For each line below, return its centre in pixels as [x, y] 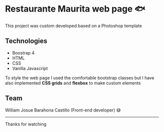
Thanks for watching [26, 124]
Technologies [26, 41]
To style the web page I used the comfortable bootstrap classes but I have [80, 77]
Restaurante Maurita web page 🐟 [75, 9]
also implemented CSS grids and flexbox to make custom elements [73, 83]
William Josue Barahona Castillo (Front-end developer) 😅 [63, 110]
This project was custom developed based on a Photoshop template [74, 26]
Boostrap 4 [23, 53]
